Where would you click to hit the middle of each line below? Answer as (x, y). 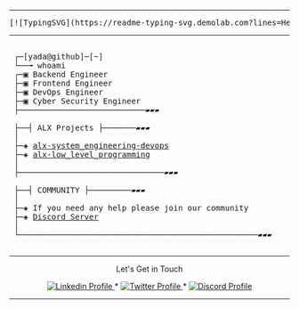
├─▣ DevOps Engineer (59, 92)
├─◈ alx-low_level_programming (82, 154)
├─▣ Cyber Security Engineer (77, 101)
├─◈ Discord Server (57, 217)
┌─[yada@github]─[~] (59, 57)
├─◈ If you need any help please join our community (131, 208)
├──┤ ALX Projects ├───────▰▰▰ (82, 128)
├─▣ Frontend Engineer (63, 83)
